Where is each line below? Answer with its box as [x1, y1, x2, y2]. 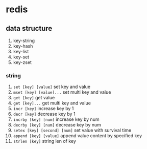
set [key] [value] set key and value [13, 83, 91, 90]
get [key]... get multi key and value [13, 100, 91, 106]
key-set [13, 54, 30, 60]
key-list [13, 49, 29, 54]
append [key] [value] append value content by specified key [13, 133, 142, 139]
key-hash [13, 43, 33, 49]
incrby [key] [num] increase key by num [13, 116, 100, 122]
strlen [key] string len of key [13, 138, 76, 144]
